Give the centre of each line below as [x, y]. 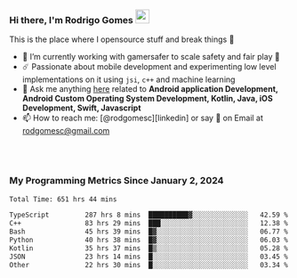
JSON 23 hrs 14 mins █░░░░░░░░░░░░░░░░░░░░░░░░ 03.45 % [149, 257]
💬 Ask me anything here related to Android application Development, [150, 89]
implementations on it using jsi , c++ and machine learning [128, 79]
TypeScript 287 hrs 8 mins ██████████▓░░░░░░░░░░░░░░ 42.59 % [149, 215]
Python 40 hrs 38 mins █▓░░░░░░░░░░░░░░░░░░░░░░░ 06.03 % [149, 241]
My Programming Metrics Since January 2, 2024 [116, 181]
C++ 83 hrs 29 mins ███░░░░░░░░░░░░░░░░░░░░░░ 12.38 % [149, 224]
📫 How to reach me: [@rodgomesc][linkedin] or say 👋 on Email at [143, 118]
